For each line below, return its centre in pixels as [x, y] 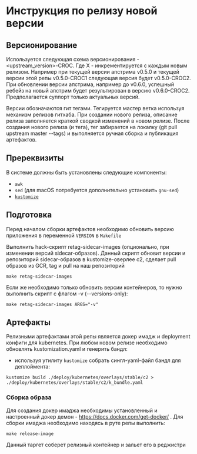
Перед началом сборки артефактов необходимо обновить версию [90, 229]
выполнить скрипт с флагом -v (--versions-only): [67, 294]
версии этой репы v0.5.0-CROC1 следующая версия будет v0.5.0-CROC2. [98, 78]
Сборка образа [29, 397]
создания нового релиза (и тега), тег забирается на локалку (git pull [92, 127]
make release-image [30, 434]
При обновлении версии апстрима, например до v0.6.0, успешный [90, 84]
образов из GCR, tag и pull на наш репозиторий [65, 265]
